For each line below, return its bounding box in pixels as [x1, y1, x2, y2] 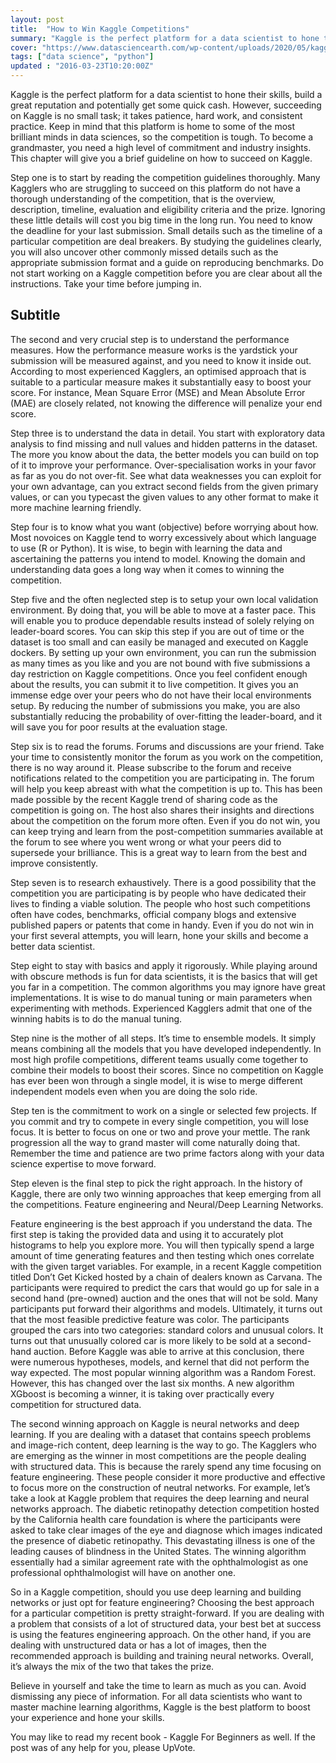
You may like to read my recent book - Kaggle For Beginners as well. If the [10, 1731, 316, 1743]
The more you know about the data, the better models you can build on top [10, 448, 320, 460]
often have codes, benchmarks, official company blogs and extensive [10, 908, 297, 920]
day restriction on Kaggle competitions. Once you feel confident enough [10, 667, 308, 680]
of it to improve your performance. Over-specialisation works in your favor [10, 459, 317, 471]
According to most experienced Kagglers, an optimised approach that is [10, 365, 307, 377]
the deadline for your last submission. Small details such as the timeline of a [10, 225, 323, 236]
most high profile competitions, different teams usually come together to [10, 1053, 309, 1065]
